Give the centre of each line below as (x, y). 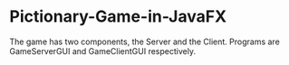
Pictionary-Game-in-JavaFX (118, 17)
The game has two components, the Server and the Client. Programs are (145, 42)
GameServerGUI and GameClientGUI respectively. (103, 51)
